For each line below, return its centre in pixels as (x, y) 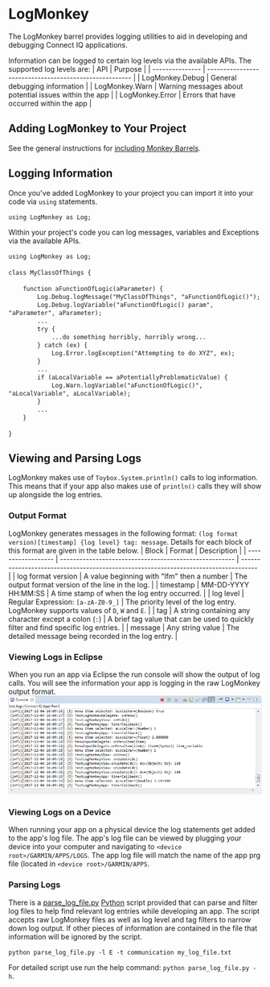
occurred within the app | (50, 103)
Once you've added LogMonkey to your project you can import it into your (131, 193)
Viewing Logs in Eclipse (55, 657)
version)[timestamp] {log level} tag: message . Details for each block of (130, 541)
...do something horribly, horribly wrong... (129, 337)
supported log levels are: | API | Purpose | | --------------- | (107, 68)
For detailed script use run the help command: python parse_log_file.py (129, 967)
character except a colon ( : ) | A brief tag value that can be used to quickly (131, 619)
